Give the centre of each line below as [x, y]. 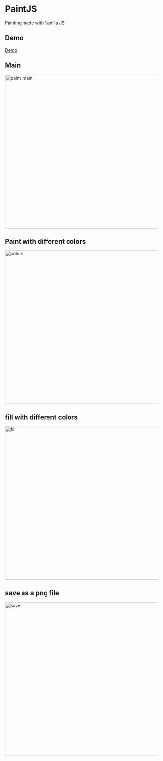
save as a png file [32, 593]
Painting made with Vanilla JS [35, 23]
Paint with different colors [46, 241]
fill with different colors [42, 417]
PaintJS [21, 9]
